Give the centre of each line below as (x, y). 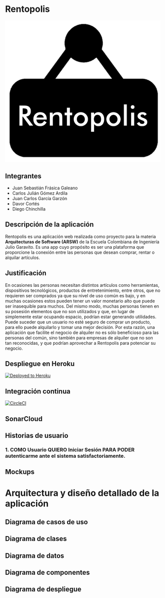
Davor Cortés (26, 204)
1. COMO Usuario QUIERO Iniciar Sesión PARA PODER (70, 449)
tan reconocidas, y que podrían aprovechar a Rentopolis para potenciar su (81, 343)
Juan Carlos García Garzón (40, 198)
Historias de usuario (37, 435)
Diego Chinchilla (29, 209)
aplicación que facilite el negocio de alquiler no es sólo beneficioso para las (82, 332)
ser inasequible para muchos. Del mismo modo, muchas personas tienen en (82, 306)
